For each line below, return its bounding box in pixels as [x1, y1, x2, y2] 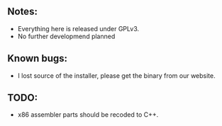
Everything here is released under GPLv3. [17, 24, 140, 33]
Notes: [7, 6, 38, 18]
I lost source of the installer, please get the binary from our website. [17, 71, 216, 80]
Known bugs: [7, 52, 68, 64]
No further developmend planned [17, 32, 116, 40]
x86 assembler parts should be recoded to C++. [17, 110, 159, 119]
